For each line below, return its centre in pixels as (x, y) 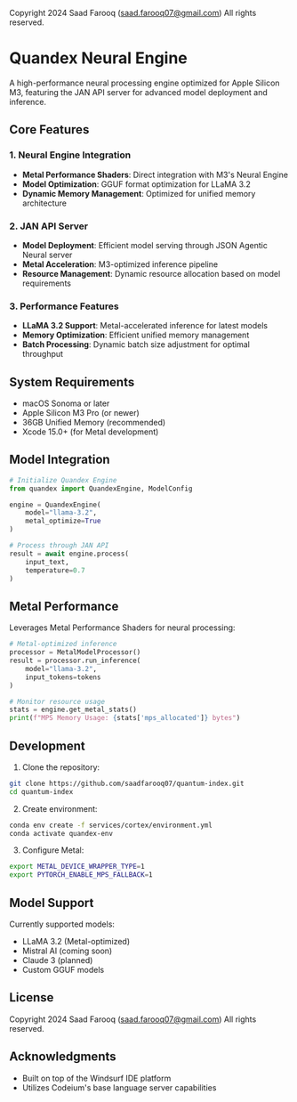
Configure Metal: (53, 850)
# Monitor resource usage (57, 701)
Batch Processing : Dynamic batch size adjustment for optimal (136, 344)
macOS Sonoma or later (66, 403)
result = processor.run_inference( (75, 661)
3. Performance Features (64, 306)
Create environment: (60, 808)
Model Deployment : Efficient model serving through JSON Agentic (145, 245)
